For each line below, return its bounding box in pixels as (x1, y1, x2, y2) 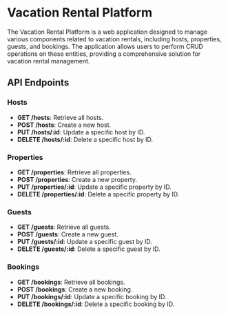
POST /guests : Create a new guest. (17, 230, 118, 238)
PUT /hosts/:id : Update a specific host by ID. (17, 128, 145, 136)
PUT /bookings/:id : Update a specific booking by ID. (17, 292, 167, 301)
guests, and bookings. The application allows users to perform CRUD (7, 42, 203, 50)
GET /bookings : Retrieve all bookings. (17, 278, 125, 286)
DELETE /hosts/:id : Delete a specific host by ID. (17, 135, 154, 143)
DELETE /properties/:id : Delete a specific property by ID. (17, 190, 180, 198)
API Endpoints (7, 77, 70, 89)
